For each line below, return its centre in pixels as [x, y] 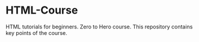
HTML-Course [42, 10]
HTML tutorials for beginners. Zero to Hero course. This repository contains [99, 27]
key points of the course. [36, 33]
